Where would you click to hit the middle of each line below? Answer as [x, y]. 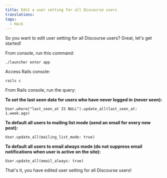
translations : [20, 15]
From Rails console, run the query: [40, 90]
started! [13, 44]
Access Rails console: [28, 72]
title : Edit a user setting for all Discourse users [61, 10]
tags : [11, 19]
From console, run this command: [40, 53]
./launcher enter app [28, 62]
